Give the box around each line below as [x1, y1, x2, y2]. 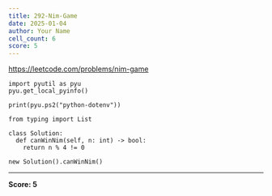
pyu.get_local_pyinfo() [8, 87, 89, 96]
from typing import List [8, 115, 92, 124]
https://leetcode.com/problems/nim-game [8, 64, 149, 74]
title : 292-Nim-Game [8, 11, 79, 20]
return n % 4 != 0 [23, 143, 85, 152]
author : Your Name [8, 27, 70, 35]
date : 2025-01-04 [8, 19, 67, 28]
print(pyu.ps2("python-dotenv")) [8, 101, 121, 109]
